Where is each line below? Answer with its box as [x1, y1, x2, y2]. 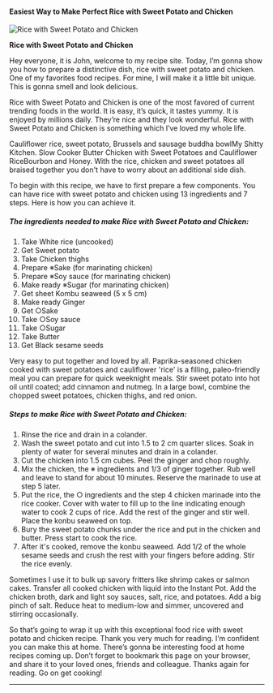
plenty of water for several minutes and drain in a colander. [20, 447, 218, 457]
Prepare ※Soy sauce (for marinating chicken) [20, 272, 172, 282]
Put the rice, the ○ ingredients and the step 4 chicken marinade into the [20, 490, 262, 500]
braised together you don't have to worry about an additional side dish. [9, 165, 246, 174]
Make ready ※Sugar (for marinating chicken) [20, 280, 169, 290]
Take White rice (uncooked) [20, 237, 114, 247]
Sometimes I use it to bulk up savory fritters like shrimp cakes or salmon [9, 575, 250, 584]
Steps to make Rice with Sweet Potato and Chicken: [9, 409, 187, 419]
